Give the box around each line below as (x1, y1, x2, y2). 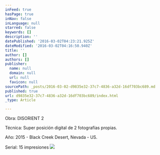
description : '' (5, 35, 38, 39)
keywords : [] (5, 30, 32, 35)
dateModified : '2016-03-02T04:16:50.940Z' (5, 43, 92, 48)
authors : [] (5, 57, 29, 62)
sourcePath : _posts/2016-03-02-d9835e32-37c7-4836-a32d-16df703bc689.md (5, 84, 156, 89)
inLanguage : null (5, 20, 40, 26)
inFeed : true (5, 7, 32, 12)
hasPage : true (5, 12, 34, 17)
